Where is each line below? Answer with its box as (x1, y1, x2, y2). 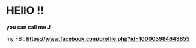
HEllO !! (6, 4, 44, 17)
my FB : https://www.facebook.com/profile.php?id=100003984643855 (6, 35, 190, 42)
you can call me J (6, 23, 51, 31)
